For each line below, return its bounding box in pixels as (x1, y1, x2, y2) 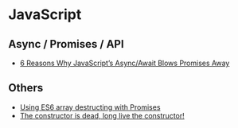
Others (8, 81, 44, 95)
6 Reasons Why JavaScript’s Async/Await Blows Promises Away (19, 58, 230, 68)
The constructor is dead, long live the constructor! (19, 111, 185, 120)
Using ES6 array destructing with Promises (19, 102, 161, 112)
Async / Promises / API (8, 37, 125, 51)
